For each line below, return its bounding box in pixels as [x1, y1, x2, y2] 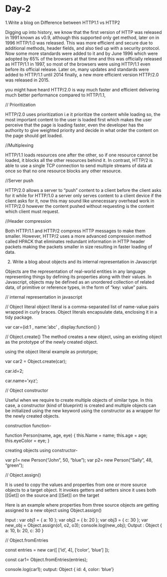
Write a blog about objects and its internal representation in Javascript [12, 258, 157, 265]
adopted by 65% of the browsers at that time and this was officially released [5, 55, 162, 61]
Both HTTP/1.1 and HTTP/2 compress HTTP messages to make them [5, 228, 146, 234]
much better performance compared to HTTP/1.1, [5, 92, 106, 98]
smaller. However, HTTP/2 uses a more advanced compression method [5, 233, 152, 239]
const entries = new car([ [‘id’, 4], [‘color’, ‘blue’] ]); [5, 547, 110, 553]
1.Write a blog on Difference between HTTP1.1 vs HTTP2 [5, 19, 121, 25]
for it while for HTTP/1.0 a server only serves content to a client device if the [5, 192, 162, 198]
